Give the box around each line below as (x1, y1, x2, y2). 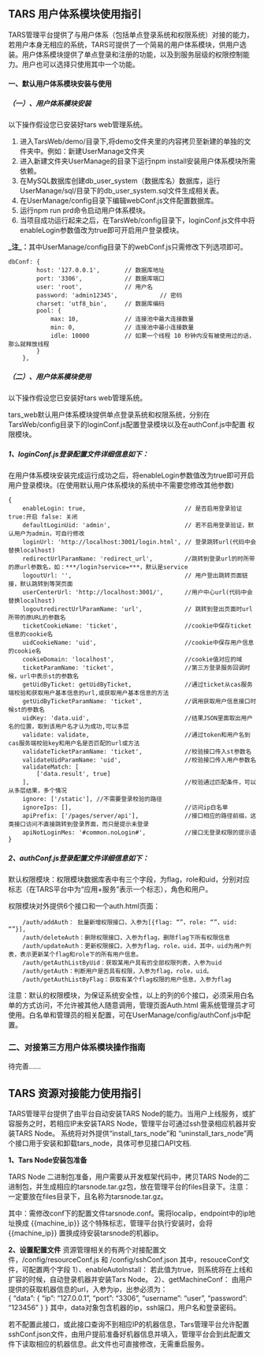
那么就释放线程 (8, 340, 50, 349)
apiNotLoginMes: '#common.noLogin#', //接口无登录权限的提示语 (22, 829, 257, 837)
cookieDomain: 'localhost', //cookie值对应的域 (22, 656, 243, 664)
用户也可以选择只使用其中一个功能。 (21, 59, 139, 69)
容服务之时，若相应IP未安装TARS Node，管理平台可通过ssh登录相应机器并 (8, 1119, 250, 1129)
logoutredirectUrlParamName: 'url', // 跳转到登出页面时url (22, 605, 254, 613)
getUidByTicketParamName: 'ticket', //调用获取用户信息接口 (22, 698, 251, 706)
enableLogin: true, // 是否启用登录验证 (22, 504, 243, 513)
